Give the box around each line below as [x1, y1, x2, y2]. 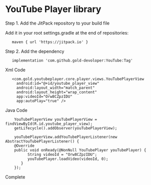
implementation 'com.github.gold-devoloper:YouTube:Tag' [11, 58, 133, 63]
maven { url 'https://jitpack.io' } [11, 39, 88, 45]
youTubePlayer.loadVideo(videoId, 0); [27, 156, 108, 161]
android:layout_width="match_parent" [16, 85, 95, 90]
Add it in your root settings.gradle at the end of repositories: [5, 30, 129, 36]
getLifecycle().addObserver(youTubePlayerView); [14, 125, 117, 131]
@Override [14, 143, 35, 148]
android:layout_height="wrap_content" [16, 89, 97, 95]
